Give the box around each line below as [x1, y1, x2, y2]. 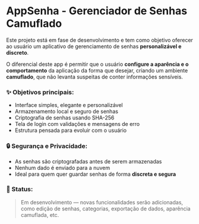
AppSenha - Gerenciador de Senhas [6, 4, 188, 18]
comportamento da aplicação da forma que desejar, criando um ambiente [6, 67, 188, 74]
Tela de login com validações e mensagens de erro [14, 121, 140, 128]
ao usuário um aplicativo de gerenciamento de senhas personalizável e [6, 43, 182, 50]
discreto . [6, 49, 29, 56]
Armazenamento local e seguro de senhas [14, 108, 119, 115]
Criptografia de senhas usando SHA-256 [14, 114, 115, 121]
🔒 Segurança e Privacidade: [6, 142, 88, 150]
